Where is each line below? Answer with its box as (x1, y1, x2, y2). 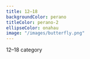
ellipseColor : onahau (6, 25, 59, 31)
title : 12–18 (6, 8, 38, 15)
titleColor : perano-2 (6, 19, 59, 25)
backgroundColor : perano (6, 14, 67, 20)
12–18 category (6, 46, 43, 53)
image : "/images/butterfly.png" (6, 30, 85, 36)
